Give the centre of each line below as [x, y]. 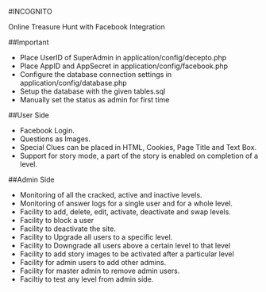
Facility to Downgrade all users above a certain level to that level [125, 246]
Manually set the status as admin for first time [94, 100]
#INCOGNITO [31, 12]
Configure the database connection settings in [96, 74]
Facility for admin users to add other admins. [93, 262]
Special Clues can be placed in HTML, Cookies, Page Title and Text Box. [138, 147]
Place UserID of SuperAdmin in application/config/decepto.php [123, 58]
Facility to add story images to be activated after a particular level [127, 254]
